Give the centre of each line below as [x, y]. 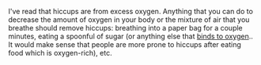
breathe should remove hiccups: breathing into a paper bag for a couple [125, 28]
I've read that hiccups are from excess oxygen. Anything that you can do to [130, 11]
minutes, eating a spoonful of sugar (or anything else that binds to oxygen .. [130, 36]
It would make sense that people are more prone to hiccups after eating [125, 45]
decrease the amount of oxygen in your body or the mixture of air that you [129, 20]
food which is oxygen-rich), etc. [60, 53]
